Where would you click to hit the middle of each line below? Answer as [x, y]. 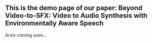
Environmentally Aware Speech [54, 23]
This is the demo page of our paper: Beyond [74, 8]
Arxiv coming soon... [26, 35]
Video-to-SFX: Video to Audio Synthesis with [76, 16]
